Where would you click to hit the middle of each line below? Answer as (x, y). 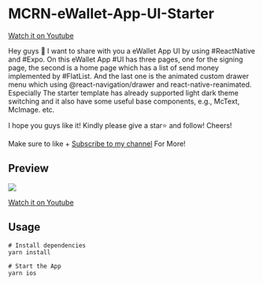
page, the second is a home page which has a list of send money (113, 67)
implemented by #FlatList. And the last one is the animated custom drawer (129, 76)
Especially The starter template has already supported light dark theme (123, 92)
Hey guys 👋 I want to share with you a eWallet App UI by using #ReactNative (132, 51)
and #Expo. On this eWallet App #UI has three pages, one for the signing (126, 59)
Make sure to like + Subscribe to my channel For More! (97, 144)
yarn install (30, 252)
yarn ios (22, 273)
